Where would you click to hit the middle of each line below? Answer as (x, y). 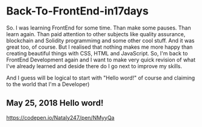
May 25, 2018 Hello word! (55, 103)
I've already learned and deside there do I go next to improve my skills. (94, 66)
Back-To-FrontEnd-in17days (77, 11)
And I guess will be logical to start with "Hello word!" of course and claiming (101, 78)
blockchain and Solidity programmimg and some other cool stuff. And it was (100, 40)
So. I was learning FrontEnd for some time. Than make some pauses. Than (99, 28)
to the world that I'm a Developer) (48, 84)
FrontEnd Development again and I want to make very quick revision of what (101, 60)
